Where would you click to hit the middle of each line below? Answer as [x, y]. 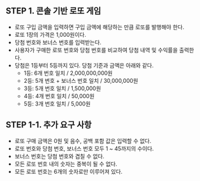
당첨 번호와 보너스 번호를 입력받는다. [58, 42]
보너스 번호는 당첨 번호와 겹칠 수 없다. [59, 156]
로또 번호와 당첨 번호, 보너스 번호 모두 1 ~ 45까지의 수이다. [84, 148]
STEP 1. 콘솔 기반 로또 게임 [54, 11]
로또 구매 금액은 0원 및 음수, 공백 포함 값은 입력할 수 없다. [83, 141]
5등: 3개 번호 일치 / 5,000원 [57, 104]
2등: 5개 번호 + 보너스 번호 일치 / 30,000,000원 [81, 80]
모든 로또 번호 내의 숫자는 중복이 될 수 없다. [66, 164]
